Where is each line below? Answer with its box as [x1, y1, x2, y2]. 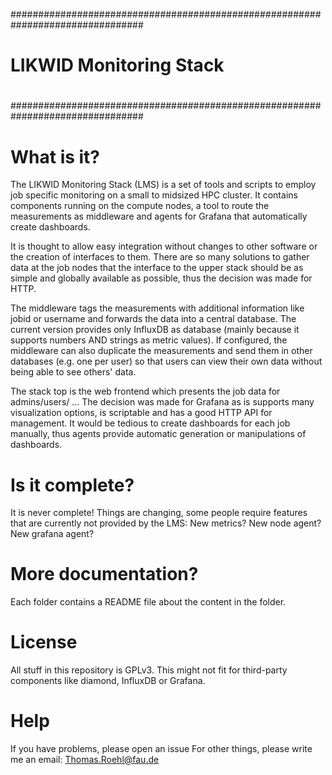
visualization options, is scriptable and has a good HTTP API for [10, 407, 273, 419]
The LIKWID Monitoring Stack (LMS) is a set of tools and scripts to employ [10, 179, 317, 191]
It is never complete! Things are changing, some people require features [10, 507, 308, 519]
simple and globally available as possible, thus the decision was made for [10, 272, 313, 284]
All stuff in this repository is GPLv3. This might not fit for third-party [10, 664, 288, 676]
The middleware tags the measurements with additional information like [10, 302, 305, 314]
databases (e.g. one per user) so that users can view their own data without [10, 355, 323, 368]
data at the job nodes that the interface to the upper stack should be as [10, 262, 304, 274]
